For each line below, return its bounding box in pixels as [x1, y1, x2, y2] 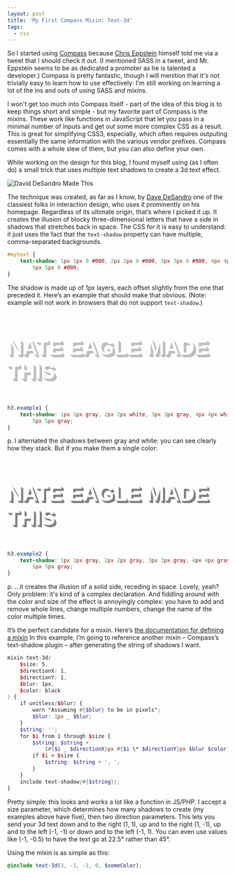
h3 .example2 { [7, 550, 49, 558]
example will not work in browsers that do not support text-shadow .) [7, 298, 203, 306]
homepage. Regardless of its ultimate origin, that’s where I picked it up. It [7, 208, 218, 216]
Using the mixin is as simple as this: [7, 848, 110, 856]
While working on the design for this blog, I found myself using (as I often [7, 159, 219, 167]
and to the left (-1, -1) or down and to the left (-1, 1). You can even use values [7, 827, 227, 835]
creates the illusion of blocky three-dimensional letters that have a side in [7, 215, 219, 224]
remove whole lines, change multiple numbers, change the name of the [7, 605, 213, 614]
